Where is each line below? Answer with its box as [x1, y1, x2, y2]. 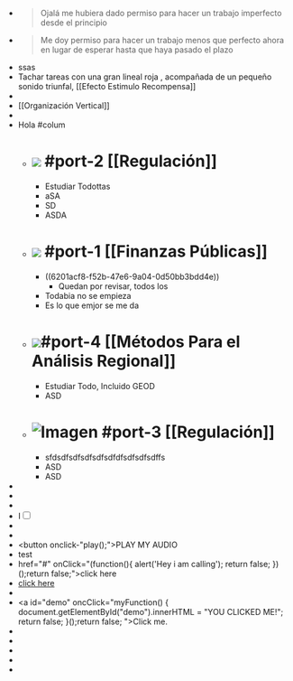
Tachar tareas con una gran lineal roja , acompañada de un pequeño [17, 71, 272, 82]
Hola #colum [17, 119, 66, 130]
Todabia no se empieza [44, 290, 132, 301]
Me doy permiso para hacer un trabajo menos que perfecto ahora [40, 35, 285, 45]
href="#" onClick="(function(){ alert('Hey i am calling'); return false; [17, 558, 270, 569]
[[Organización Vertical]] [17, 100, 110, 111]
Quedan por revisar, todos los [58, 280, 169, 292]
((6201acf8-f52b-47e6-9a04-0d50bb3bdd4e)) [44, 271, 220, 282]
